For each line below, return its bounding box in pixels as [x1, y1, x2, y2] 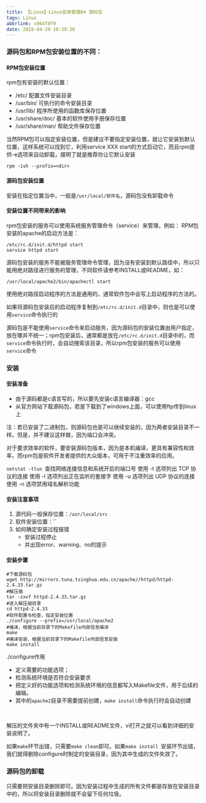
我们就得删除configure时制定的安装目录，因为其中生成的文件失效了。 [6, 750, 181, 758]
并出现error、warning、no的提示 [24, 541, 107, 549]
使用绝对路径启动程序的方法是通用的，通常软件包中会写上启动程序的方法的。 [6, 290, 200, 297]
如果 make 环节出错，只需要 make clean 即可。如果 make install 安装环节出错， [6, 743, 199, 750]
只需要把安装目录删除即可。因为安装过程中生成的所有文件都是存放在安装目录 [6, 782, 200, 789]
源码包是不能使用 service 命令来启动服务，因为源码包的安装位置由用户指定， [6, 324, 198, 331]
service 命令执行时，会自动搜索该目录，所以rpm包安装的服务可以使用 [6, 339, 181, 347]
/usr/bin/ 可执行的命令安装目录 [15, 100, 93, 107]
